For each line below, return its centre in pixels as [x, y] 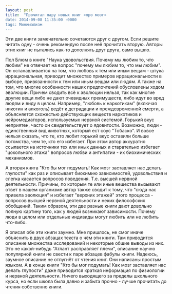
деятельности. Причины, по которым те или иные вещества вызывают [83, 184]
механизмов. [20, 158]
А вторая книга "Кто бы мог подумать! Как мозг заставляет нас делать [83, 168]
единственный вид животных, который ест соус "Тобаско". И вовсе [80, 131]
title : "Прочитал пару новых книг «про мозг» [56, 15]
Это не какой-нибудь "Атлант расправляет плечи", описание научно [80, 249]
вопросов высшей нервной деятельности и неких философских [75, 201]
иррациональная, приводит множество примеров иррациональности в [83, 76]
